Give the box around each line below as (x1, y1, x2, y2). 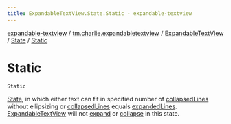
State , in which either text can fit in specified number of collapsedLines (7, 95, 209, 103)
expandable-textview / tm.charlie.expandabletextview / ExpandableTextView (7, 29, 224, 37)
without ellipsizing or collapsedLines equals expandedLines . (7, 102, 177, 110)
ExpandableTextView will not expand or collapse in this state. (7, 109, 180, 117)
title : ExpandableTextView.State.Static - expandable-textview (7, 10, 192, 17)
